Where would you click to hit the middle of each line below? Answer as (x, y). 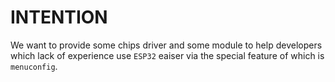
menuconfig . (34, 66)
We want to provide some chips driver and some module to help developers (166, 45)
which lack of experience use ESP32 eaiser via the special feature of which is (167, 55)
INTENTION (59, 17)
